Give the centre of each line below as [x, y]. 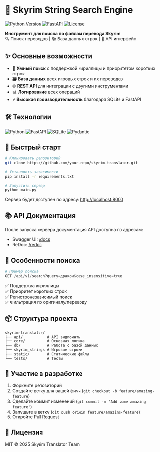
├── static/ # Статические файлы [47, 354]
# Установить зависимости [32, 172]
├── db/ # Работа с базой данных [52, 345]
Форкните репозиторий [37, 385]
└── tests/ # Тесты [34, 358]
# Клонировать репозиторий [33, 158]
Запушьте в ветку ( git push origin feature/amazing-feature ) [76, 412]
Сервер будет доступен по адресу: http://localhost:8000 [64, 199]
